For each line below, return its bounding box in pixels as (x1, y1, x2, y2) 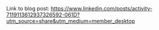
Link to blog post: (6, 5, 50, 12)
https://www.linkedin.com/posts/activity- (50, 5, 153, 12)
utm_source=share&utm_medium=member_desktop (6, 18, 135, 24)
